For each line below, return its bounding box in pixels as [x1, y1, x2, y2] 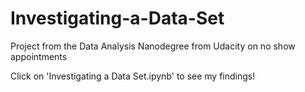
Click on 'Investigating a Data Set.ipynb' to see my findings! [10, 70, 256, 82]
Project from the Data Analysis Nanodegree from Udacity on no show [10, 40, 296, 52]
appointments [10, 50, 68, 62]
